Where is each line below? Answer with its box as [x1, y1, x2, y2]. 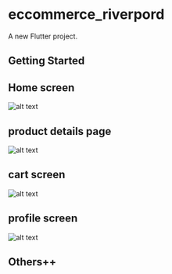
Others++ [8, 255, 57, 269]
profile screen [8, 212, 78, 225]
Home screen [8, 81, 75, 94]
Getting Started [8, 54, 85, 68]
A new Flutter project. [8, 31, 78, 41]
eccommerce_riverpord [8, 5, 165, 24]
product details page [8, 124, 112, 138]
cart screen [8, 168, 66, 181]
